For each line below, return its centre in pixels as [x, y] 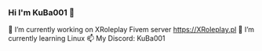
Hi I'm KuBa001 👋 [41, 13]
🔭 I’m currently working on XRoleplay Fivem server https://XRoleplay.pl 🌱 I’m [131, 30]
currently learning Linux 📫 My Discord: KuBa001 [87, 38]
